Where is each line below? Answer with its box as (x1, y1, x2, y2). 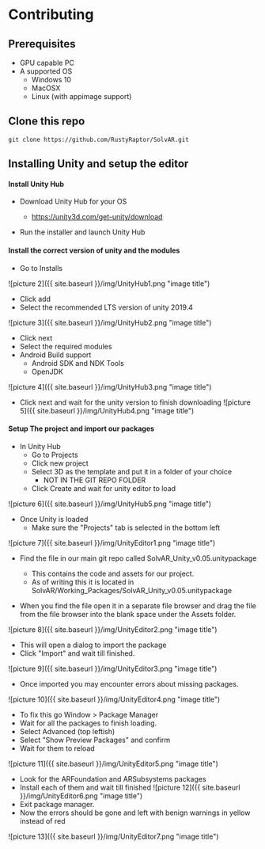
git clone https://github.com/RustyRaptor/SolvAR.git (8, 135, 190, 143)
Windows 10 (31, 75, 72, 84)
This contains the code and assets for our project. (31, 569, 195, 578)
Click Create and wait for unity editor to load (31, 483, 176, 493)
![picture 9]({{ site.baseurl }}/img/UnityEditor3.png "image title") (8, 664, 218, 673)
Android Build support (19, 350, 92, 360)
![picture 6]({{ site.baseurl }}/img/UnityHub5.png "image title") (8, 499, 212, 508)
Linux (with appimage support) (31, 92, 132, 101)
